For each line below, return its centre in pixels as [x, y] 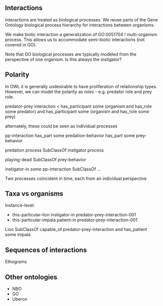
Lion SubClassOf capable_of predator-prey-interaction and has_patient [76, 229]
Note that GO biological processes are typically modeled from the [71, 54]
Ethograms [16, 262]
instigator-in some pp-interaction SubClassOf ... [53, 169]
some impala [18, 235]
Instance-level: [20, 205]
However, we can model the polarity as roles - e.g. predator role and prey [79, 92]
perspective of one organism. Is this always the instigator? [63, 59]
